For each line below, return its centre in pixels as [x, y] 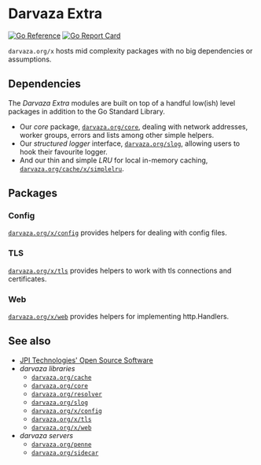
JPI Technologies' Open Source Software [86, 360]
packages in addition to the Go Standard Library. [86, 111]
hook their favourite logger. [63, 151]
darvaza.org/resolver [66, 394]
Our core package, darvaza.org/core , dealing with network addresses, [134, 126]
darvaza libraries [47, 368]
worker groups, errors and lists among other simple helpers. [117, 135]
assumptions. [30, 59]
